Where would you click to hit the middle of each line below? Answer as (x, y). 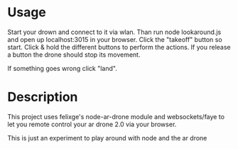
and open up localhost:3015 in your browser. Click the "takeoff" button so (115, 39)
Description (43, 97)
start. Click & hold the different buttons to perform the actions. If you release (119, 47)
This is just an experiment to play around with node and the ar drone (107, 138)
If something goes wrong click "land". (62, 68)
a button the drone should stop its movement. (74, 55)
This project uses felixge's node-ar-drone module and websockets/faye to (116, 116)
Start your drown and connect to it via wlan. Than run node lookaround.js (114, 32)
